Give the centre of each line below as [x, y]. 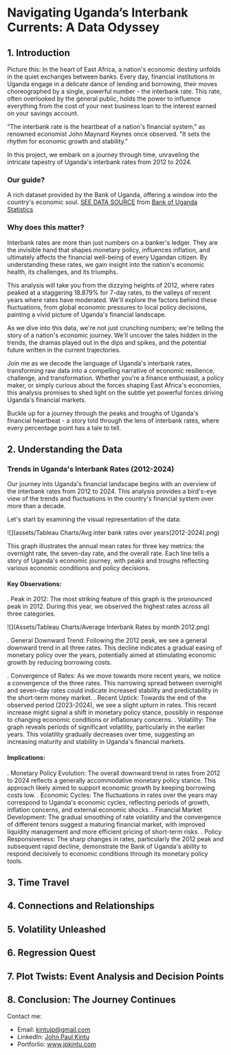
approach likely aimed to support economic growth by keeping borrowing [111, 787]
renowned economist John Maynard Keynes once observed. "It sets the [109, 134]
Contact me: [25, 1016]
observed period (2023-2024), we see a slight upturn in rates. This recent [112, 705]
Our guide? [26, 179]
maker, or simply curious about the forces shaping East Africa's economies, [114, 385]
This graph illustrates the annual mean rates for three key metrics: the [106, 546]
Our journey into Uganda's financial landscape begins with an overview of [112, 484]
